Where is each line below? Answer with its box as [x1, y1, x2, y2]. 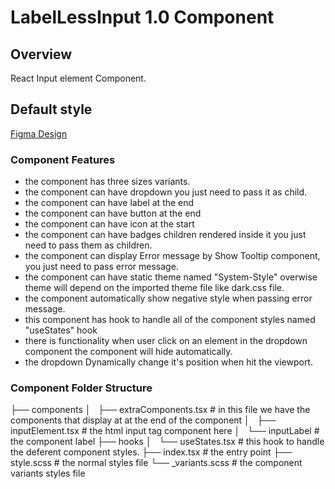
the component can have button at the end [24, 207, 202, 220]
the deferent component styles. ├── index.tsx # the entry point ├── [10, 446, 293, 458]
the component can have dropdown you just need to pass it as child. [24, 186, 308, 198]
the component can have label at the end [24, 197, 195, 209]
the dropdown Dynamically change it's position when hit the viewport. [24, 356, 313, 368]
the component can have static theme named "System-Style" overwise [24, 271, 318, 283]
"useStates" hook [24, 324, 98, 336]
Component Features [10, 152, 116, 166]
